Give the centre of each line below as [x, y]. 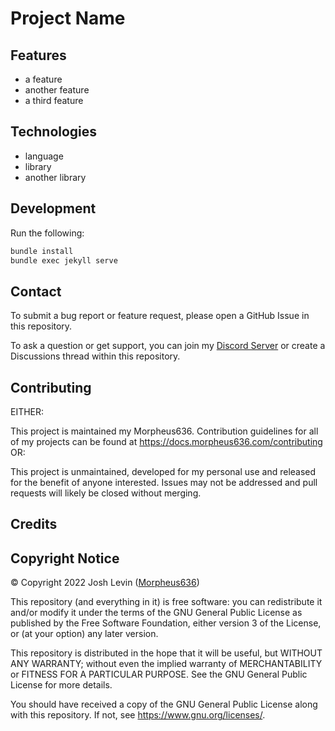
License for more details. [61, 685]
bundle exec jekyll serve [64, 260]
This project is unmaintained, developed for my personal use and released [163, 471]
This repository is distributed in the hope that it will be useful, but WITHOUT [166, 653]
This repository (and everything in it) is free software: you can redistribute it [166, 602]
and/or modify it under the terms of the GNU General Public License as [156, 613]
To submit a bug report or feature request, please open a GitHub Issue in [160, 316]
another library [55, 177]
